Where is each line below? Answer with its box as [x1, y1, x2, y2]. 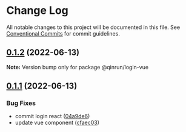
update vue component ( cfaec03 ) [15, 119, 100, 127]
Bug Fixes [6, 99, 36, 107]
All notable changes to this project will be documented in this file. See [6, 24, 181, 31]
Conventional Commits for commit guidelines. [6, 30, 120, 37]
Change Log [6, 4, 68, 17]
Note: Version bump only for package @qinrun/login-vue [6, 63, 149, 71]
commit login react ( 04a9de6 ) [15, 113, 90, 120]
